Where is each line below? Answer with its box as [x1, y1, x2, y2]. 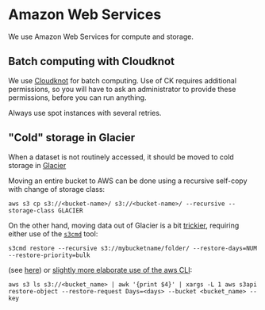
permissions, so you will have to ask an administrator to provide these [8, 84, 236, 94]
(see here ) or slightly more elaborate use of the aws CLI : [8, 265, 193, 274]
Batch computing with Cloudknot [8, 55, 175, 68]
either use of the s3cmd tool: [8, 228, 98, 239]
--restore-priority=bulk [8, 251, 90, 259]
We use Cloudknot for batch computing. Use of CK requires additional [8, 75, 236, 85]
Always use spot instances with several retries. [8, 108, 162, 117]
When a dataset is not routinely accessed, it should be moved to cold [8, 152, 234, 162]
